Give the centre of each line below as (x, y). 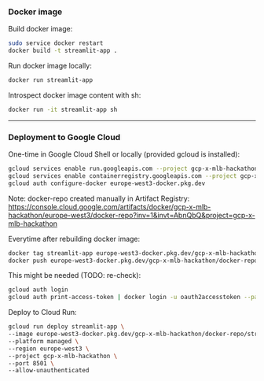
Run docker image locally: (50, 66)
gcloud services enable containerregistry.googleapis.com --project (123, 176)
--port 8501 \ (31, 363)
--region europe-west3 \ (49, 349)
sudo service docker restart (56, 43)
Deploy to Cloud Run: (42, 313)
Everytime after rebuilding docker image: (74, 239)
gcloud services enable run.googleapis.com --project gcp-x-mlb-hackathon (133, 169)
